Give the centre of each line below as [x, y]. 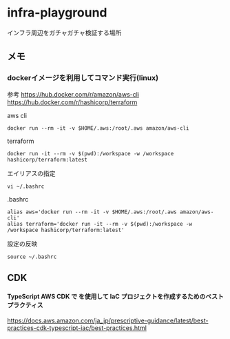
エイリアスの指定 [31, 173]
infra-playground [57, 13]
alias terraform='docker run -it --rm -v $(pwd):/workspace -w [100, 224]
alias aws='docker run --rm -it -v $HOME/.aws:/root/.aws [92, 212]
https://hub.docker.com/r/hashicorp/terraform [72, 102]
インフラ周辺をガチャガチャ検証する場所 [64, 32]
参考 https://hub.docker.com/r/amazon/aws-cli [73, 94]
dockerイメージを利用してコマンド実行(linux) [83, 78]
